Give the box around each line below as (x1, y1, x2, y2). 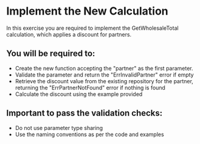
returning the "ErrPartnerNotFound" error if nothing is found (15, 84, 166, 91)
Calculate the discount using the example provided (15, 90, 143, 98)
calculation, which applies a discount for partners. (6, 30, 132, 38)
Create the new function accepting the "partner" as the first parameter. (15, 64, 193, 72)
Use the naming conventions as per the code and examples (15, 131, 164, 138)
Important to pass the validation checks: (6, 108, 163, 118)
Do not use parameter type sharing (15, 124, 103, 131)
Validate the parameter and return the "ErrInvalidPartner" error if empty (15, 71, 194, 78)
